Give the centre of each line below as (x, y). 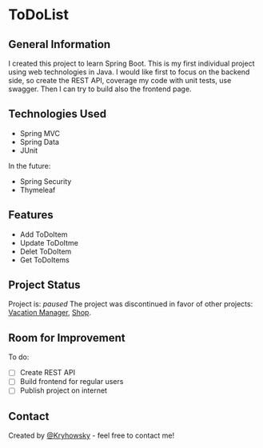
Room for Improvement (67, 338)
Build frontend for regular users (72, 382)
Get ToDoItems (44, 260)
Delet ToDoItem (46, 251)
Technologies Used (57, 114)
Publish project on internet (64, 390)
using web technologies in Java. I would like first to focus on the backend (129, 72)
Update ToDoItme (49, 242)
